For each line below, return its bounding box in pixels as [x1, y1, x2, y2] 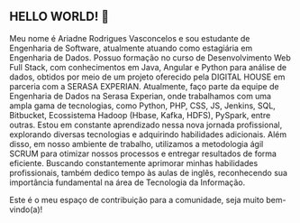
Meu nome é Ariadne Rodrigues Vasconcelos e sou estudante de [9, 33, 250, 43]
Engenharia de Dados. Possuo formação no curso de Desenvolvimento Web [9, 51, 291, 63]
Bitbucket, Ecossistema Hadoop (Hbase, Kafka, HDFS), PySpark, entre [9, 109, 271, 120]
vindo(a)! [9, 204, 43, 215]
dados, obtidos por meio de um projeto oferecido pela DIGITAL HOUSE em [9, 71, 286, 82]
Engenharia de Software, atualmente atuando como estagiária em [9, 42, 253, 53]
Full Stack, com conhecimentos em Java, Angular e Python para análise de [9, 61, 286, 72]
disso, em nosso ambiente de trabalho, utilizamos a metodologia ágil [9, 138, 264, 149]
